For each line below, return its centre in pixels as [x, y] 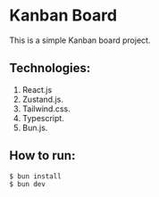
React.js [37, 89]
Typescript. [43, 118]
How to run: [42, 156]
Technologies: [50, 68]
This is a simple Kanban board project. [80, 40]
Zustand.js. [43, 99]
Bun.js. [35, 127]
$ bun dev [28, 185]
